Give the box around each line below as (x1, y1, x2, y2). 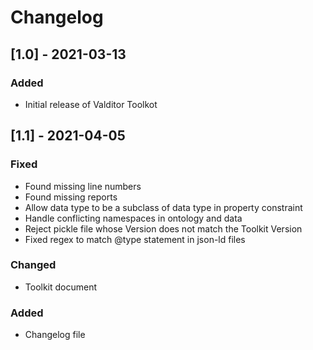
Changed (10, 258, 57, 272)
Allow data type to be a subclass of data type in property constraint (24, 201, 303, 213)
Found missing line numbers (24, 180, 142, 192)
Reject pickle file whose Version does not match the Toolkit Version (24, 222, 303, 235)
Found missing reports (24, 191, 118, 203)
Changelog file (24, 329, 86, 341)
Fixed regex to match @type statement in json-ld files (24, 233, 246, 245)
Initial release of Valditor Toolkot (24, 98, 158, 110)
